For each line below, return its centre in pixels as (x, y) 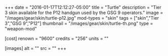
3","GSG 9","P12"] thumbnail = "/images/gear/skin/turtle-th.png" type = (79, 23)
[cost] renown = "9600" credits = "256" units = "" (57, 38)
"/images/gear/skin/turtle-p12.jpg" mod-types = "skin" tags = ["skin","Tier (82, 18)
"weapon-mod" (21, 29)
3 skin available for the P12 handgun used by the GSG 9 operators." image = (84, 13)
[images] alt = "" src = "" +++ (36, 48)
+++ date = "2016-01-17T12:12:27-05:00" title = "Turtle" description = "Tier (83, 7)
